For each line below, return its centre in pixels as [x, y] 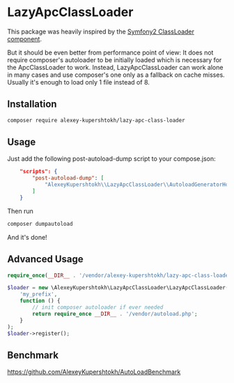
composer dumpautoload [40, 224]
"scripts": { [39, 172]
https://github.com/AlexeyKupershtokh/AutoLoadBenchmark [94, 372]
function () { [40, 301]
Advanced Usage [45, 259]
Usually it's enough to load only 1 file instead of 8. [78, 82]
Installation [32, 104]
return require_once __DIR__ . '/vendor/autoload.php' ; [115, 314]
